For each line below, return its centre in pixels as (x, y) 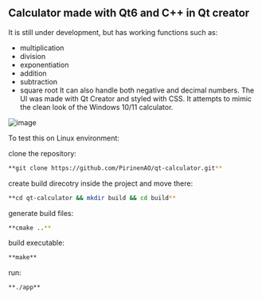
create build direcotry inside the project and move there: (101, 183)
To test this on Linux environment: (64, 138)
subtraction (39, 81)
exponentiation (44, 65)
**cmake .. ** (30, 228)
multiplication (42, 48)
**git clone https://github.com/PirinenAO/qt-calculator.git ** (115, 168)
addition (33, 73)
